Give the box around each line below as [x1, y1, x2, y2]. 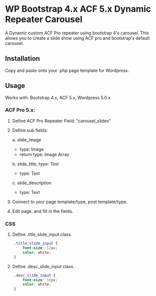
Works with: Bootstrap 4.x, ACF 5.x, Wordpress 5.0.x [5, 94, 111, 101]
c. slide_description [12, 180, 52, 186]
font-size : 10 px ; [22, 277, 58, 282]
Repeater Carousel [5, 14, 83, 25]
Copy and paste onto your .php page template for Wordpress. [5, 67, 129, 73]
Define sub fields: [12, 127, 48, 133]
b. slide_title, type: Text [12, 161, 59, 167]
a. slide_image [12, 137, 42, 143]
